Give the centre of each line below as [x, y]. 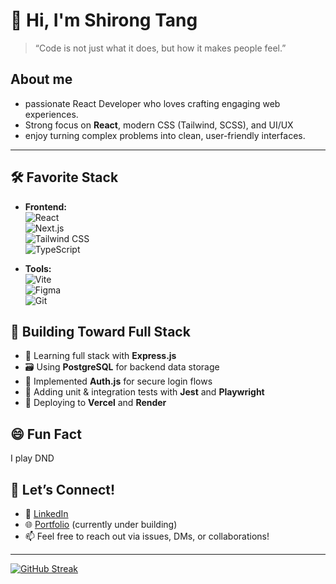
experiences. [51, 114]
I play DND [32, 458]
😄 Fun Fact [46, 434]
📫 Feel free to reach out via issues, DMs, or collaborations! [147, 536]
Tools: [38, 268]
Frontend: [45, 206]
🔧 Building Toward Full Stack [100, 331]
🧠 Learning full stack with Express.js [100, 356]
